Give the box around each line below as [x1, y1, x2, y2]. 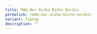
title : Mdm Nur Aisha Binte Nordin [5, 7, 79, 12]
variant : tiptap [5, 16, 39, 21]
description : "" [5, 21, 39, 26]
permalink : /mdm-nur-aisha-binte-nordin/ [5, 12, 93, 17]
